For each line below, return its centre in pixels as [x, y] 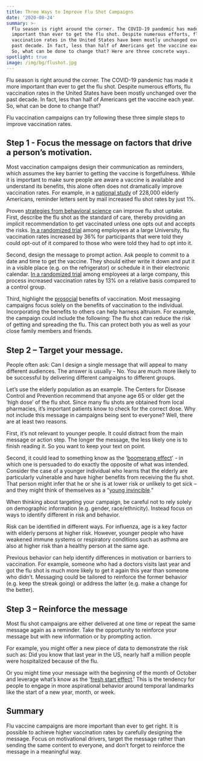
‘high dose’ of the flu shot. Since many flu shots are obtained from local [95, 402]
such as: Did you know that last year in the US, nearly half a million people [98, 654]
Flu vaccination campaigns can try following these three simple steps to [96, 117]
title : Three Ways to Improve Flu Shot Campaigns [70, 12]
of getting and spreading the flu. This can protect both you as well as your [98, 324]
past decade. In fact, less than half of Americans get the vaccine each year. [100, 99]
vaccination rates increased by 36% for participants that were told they [95, 236]
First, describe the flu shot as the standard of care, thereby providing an [96, 217]
